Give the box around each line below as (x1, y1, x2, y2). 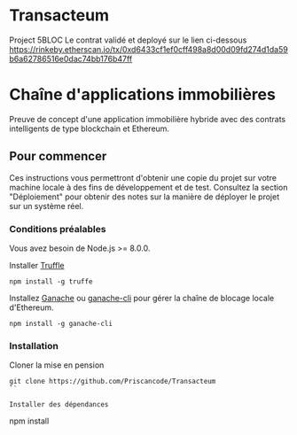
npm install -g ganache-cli (9, 319, 113, 328)
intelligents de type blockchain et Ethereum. (9, 123, 170, 134)
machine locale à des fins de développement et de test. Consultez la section (9, 182, 288, 192)
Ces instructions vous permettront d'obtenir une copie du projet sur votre (9, 172, 277, 183)
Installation (9, 339, 59, 352)
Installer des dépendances (9, 400, 109, 409)
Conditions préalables (9, 222, 106, 235)
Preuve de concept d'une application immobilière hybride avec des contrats (9, 113, 286, 124)
